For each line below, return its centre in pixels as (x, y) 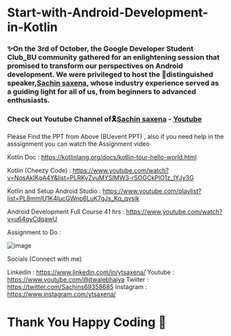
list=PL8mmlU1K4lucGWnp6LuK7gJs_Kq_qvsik (73, 199)
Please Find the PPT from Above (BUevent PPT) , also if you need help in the (115, 137)
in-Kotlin (33, 27)
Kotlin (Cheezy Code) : (39, 170)
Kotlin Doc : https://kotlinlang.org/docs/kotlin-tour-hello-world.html (102, 157)
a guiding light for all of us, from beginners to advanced (102, 92)
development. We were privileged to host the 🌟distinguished (110, 75)
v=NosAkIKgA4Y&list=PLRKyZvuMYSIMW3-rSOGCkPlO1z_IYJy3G (101, 178)
